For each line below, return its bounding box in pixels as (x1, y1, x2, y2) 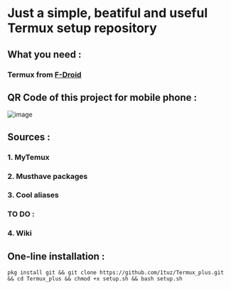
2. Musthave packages (7, 171, 88, 181)
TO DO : (7, 209, 35, 219)
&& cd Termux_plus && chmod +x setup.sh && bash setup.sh (7, 276, 183, 283)
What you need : (7, 48, 82, 60)
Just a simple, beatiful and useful (7, 5, 208, 21)
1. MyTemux (7, 152, 50, 162)
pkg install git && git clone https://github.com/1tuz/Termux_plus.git (7, 269, 224, 276)
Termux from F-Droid (7, 70, 82, 80)
